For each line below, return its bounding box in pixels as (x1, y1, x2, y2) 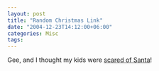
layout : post (7, 10, 46, 18)
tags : (7, 37, 23, 44)
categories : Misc (7, 30, 59, 37)
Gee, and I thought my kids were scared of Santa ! (7, 56, 153, 64)
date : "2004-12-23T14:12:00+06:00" (7, 23, 113, 30)
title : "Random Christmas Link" (7, 17, 103, 24)
